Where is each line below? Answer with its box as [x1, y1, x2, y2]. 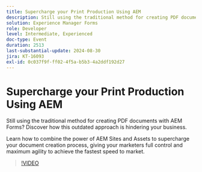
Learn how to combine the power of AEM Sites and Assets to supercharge [6, 135, 190, 143]
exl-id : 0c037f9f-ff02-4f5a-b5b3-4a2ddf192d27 [6, 59, 125, 65]
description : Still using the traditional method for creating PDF [6, 14, 179, 20]
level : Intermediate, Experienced [6, 31, 93, 37]
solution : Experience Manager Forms [6, 20, 98, 26]
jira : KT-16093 [6, 53, 44, 59]
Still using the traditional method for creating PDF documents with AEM [6, 117, 182, 125]
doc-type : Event [6, 37, 47, 43]
